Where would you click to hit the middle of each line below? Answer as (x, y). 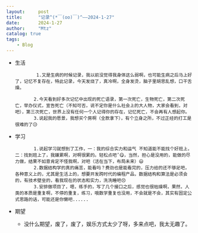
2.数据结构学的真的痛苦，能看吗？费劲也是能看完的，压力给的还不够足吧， (111, 167)
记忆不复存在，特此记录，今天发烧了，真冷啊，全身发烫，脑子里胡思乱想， (101, 81)
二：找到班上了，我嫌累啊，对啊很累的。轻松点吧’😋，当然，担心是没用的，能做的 (100, 155)
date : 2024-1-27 (34, 23)
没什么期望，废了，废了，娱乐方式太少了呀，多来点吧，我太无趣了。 (107, 223)
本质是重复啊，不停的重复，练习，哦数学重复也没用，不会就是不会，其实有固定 (106, 193)
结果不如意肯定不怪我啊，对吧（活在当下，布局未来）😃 (86, 161)
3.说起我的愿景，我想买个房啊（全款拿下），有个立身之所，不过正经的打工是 (113, 118)
